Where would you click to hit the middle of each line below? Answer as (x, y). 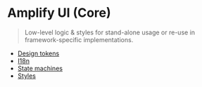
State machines (40, 68)
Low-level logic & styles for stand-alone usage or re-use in (110, 32)
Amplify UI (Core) (59, 13)
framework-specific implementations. (79, 39)
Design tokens (38, 53)
